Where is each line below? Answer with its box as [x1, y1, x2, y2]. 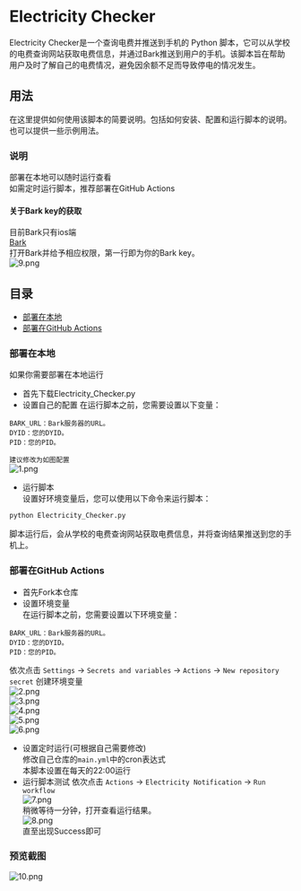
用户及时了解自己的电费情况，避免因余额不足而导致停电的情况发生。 [9, 59, 261, 70]
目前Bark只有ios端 [9, 227, 77, 238]
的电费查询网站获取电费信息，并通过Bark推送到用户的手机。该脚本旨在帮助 [9, 48, 286, 59]
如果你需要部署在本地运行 [9, 370, 104, 380]
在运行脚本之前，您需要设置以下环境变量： [21, 608, 180, 620]
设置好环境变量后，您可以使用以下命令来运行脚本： [21, 494, 211, 504]
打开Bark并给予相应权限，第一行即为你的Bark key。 [9, 248, 200, 258]
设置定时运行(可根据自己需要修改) [21, 742, 147, 753]
